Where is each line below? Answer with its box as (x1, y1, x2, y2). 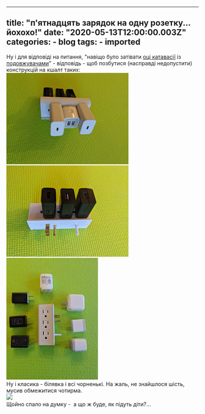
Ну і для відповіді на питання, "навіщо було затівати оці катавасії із (6, 53, 181, 60)
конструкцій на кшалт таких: (6, 66, 81, 73)
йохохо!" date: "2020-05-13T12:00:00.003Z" (6, 27, 187, 38)
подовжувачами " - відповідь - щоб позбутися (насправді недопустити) (6, 59, 193, 67)
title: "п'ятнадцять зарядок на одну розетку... (6, 18, 191, 28)
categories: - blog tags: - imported (6, 37, 141, 47)
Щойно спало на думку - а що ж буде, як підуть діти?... (6, 400, 151, 408)
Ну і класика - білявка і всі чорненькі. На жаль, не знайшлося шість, (6, 380, 185, 387)
